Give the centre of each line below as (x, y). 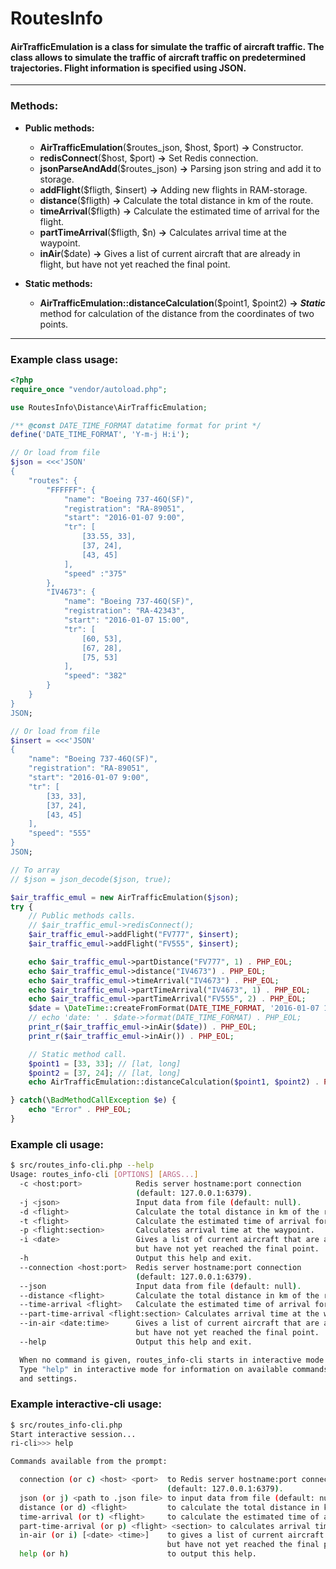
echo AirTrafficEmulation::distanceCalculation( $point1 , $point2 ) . (174, 1082)
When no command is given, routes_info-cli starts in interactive (160, 1360)
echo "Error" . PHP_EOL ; (80, 1110)
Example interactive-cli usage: (86, 1404)
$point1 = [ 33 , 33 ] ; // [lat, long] (105, 1063)
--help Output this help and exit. (136, 1342)
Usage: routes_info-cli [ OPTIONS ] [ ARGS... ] (104, 1175)
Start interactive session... (73, 1434)
